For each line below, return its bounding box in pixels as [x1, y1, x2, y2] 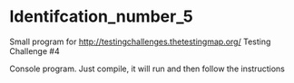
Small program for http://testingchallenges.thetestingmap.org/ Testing [9, 36, 271, 47]
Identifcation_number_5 [9, 6, 193, 27]
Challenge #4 [9, 45, 61, 56]
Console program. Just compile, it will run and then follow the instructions [9, 63, 286, 74]
